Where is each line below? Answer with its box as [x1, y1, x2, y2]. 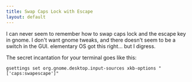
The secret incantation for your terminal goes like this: [6, 54, 137, 61]
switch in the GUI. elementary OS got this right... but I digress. [6, 42, 156, 50]
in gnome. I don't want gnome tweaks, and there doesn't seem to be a [6, 36, 176, 43]
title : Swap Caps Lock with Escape [6, 8, 93, 15]
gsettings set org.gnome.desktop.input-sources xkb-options [6, 65, 157, 71]
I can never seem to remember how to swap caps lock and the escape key [6, 30, 186, 37]
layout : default [6, 14, 46, 20]
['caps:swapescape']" [6, 70, 59, 76]
